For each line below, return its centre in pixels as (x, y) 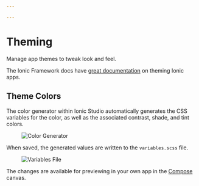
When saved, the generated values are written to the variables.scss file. (97, 148)
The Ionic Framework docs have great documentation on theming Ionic (95, 70)
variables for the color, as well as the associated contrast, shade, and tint (98, 117)
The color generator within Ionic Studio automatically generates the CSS (97, 111)
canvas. (16, 177)
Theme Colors (34, 96)
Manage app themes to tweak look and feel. (61, 59)
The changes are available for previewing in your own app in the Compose (100, 171)
